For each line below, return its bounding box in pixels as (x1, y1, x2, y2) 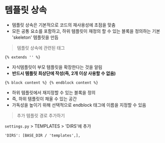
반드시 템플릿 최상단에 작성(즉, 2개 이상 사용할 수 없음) (11, 70, 116, 76)
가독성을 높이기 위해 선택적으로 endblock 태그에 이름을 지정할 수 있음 (11, 102, 147, 108)
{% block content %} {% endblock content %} (4, 80, 98, 85)
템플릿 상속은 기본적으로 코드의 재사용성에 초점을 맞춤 (11, 22, 116, 28)
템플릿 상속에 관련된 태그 (16, 45, 65, 51)
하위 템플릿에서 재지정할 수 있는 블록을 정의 (11, 89, 96, 95)
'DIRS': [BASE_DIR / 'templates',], (4, 133, 81, 138)
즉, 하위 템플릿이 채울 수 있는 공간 (11, 95, 77, 102)
